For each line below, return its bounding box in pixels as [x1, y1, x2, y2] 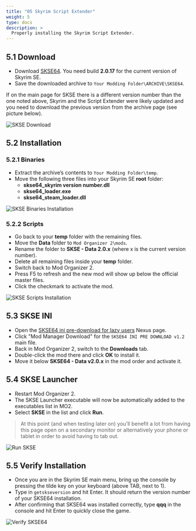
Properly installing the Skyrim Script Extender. [11, 30, 135, 36]
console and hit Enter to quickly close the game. [14, 507, 131, 515]
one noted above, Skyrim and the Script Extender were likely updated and [6, 97, 184, 104]
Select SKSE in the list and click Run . [14, 409, 104, 416]
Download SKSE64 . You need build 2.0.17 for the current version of [14, 67, 177, 74]
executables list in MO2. [14, 402, 73, 409]
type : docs [6, 19, 33, 25]
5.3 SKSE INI [6, 311, 53, 321]
